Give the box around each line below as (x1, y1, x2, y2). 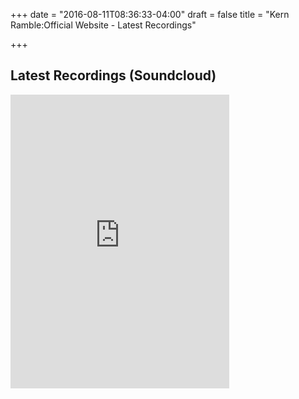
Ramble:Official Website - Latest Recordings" (10, 19, 197, 31)
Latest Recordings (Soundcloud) (10, 67, 217, 84)
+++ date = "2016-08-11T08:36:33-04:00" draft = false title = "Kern (10, 9, 290, 20)
